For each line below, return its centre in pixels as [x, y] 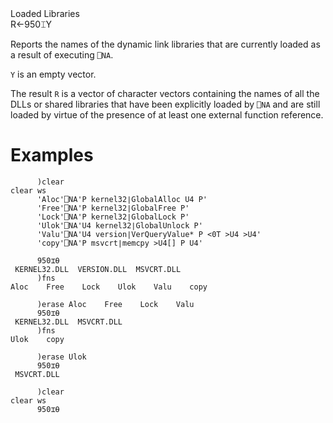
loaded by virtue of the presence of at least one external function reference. [167, 115]
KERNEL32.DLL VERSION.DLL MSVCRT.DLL [98, 269]
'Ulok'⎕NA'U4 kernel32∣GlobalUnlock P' [119, 225]
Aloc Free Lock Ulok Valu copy [109, 287]
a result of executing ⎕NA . [62, 55]
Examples [52, 155]
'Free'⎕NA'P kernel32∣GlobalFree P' [113, 208]
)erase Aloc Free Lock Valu [115, 304]
